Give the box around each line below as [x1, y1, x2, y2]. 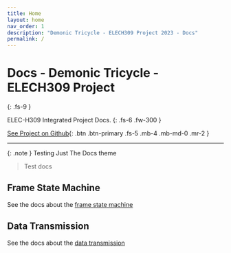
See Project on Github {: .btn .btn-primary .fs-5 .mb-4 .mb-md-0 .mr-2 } [7, 129, 210, 137]
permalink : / [7, 36, 45, 43]
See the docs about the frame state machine [7, 200, 133, 208]
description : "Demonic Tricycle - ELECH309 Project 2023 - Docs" [7, 29, 198, 36]
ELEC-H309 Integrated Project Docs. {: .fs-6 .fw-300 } [7, 116, 162, 124]
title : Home [7, 10, 41, 17]
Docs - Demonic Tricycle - [7, 65, 159, 81]
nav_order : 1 [7, 23, 45, 30]
